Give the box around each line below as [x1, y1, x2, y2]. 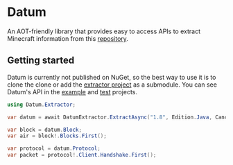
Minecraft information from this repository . [7, 34, 128, 42]
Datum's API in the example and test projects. [7, 87, 137, 96]
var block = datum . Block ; [7, 126, 82, 133]
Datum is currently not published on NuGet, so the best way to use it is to [7, 73, 216, 81]
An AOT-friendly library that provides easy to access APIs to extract [7, 27, 201, 35]
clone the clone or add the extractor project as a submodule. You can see [7, 80, 217, 89]
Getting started [7, 55, 75, 67]
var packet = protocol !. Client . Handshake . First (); [7, 152, 157, 159]
